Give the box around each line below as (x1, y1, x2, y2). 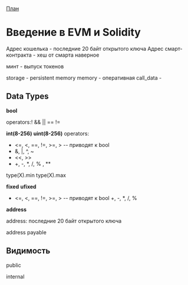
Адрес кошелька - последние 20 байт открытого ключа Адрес (6, 45, 164, 52)
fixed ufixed (6, 183, 37, 190)
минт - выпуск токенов (6, 63, 64, 70)
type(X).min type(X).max (6, 171, 67, 179)
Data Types (6, 91, 49, 101)
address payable (6, 228, 47, 235)
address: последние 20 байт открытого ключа (6, 217, 122, 224)
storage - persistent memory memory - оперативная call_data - (6, 74, 162, 81)
